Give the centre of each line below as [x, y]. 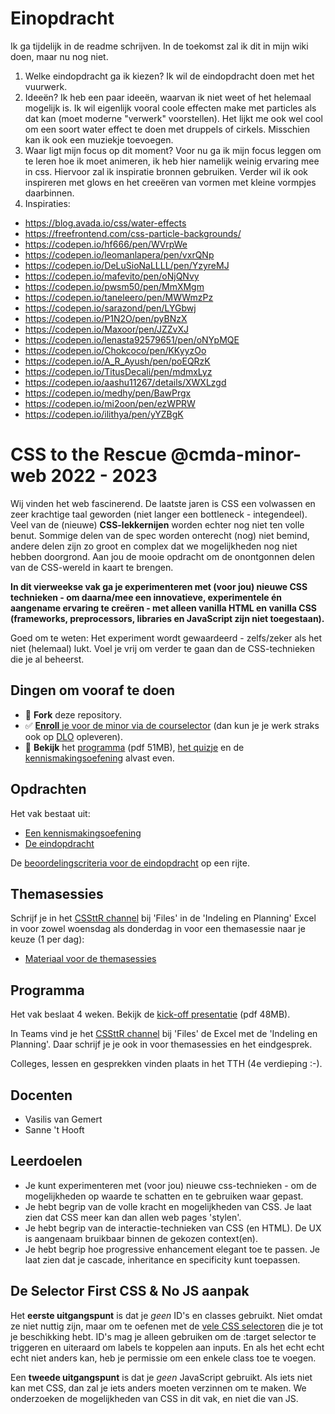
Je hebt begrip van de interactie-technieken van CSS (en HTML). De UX [173, 1228]
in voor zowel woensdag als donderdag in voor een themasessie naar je [158, 929]
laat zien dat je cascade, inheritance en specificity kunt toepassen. [162, 1259]
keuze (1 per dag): [47, 939]
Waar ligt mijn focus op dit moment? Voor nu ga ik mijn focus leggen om [173, 150]
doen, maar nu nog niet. [59, 56]
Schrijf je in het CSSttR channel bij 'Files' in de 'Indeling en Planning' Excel [163, 918]
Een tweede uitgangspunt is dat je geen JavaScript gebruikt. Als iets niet [161, 1377]
